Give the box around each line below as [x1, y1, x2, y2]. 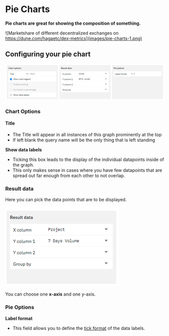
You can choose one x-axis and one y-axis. [5, 291, 96, 297]
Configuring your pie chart [5, 50, 91, 59]
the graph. [12, 162, 34, 168]
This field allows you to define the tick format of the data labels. [12, 325, 145, 331]
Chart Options [5, 107, 41, 115]
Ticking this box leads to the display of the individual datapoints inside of [12, 156, 164, 162]
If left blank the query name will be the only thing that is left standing [12, 137, 155, 143]
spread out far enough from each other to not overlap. [12, 173, 125, 179]
